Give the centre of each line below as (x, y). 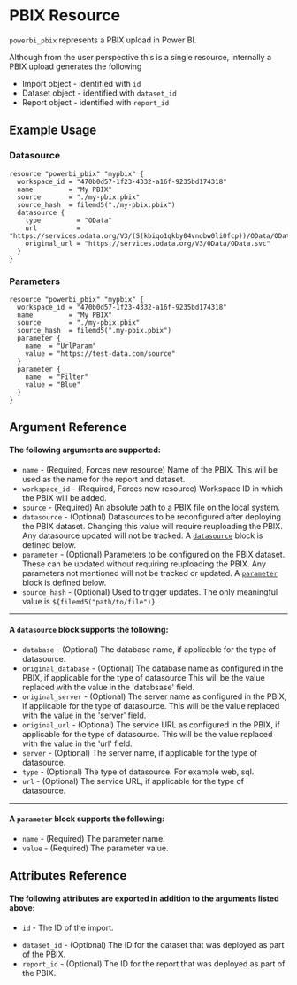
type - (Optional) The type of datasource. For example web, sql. (138, 772)
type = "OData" (69, 220)
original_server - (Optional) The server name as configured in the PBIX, (154, 696)
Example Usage (53, 131)
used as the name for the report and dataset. (103, 479)
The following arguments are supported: (85, 450)
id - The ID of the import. (68, 927)
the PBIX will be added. (65, 497)
